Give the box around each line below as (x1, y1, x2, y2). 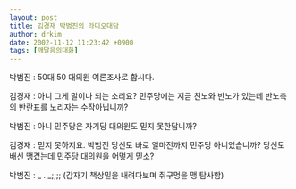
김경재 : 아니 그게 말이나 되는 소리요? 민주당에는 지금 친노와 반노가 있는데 (9, 91, 264, 102)
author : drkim (9, 29, 63, 38)
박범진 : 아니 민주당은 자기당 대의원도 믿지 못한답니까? (9, 121, 197, 132)
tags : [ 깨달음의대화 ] (9, 46, 79, 55)
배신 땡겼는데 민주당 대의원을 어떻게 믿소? (9, 151, 155, 161)
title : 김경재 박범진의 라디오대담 (9, 21, 119, 30)
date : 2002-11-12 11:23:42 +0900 (9, 37, 134, 47)
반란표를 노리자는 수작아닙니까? (18, 102, 129, 112)
